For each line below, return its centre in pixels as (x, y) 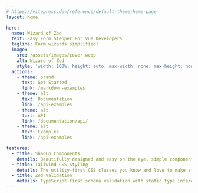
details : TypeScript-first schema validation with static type (96, 181)
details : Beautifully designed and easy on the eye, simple (92, 159)
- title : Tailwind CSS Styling (50, 165)
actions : (22, 71)
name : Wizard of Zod (37, 33)
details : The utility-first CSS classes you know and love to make (101, 170)
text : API (34, 116)
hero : (13, 28)
